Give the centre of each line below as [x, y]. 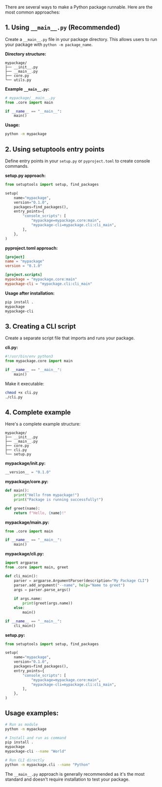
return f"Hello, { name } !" [40, 513]
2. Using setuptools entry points [55, 149]
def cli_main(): [21, 576]
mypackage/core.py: [27, 482]
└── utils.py [18, 80]
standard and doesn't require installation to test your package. [67, 779]
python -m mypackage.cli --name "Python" [48, 765]
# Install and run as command [36, 738]
